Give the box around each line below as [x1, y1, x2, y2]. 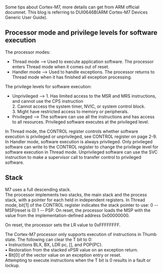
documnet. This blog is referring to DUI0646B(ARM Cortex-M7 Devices [5, 9, 148, 15]
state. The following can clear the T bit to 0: [5, 236, 92, 242]
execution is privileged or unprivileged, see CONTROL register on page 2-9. [5, 134, 157, 139]
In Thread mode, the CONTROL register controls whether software [5, 128, 139, 134]
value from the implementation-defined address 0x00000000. [5, 212, 130, 218]
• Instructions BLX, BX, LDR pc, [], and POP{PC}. [5, 241, 103, 248]
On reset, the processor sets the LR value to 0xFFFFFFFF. [5, 222, 121, 228]
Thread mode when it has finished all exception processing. [12, 74, 132, 80]
